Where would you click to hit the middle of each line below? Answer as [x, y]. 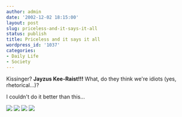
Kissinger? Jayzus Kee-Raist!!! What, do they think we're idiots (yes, [91, 79]
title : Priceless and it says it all [53, 39]
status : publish [26, 34]
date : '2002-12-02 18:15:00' [43, 17]
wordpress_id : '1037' [33, 45]
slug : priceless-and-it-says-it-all [52, 28]
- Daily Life [22, 56]
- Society [19, 61]
